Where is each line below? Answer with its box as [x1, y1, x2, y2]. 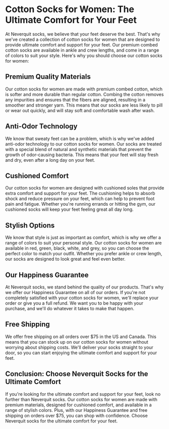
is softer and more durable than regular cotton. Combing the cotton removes [5, 91, 164, 97]
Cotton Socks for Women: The [5, 4, 135, 15]
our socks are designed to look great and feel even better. [5, 256, 126, 262]
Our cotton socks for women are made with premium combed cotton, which [5, 86, 163, 92]
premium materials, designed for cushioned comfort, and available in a [5, 402, 152, 408]
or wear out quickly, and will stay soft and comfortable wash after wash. [5, 107, 155, 113]
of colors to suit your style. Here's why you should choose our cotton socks [5, 52, 162, 59]
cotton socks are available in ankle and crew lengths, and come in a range [5, 47, 159, 53]
